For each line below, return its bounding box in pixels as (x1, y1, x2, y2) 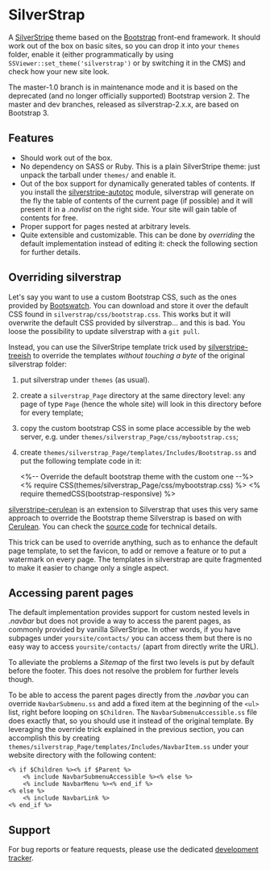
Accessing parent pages (8, 586, 135, 600)
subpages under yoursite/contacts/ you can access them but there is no (8, 634, 252, 643)
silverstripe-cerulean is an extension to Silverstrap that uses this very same (8, 504, 259, 514)
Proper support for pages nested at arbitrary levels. (19, 221, 191, 231)
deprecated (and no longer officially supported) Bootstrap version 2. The (8, 90, 250, 100)
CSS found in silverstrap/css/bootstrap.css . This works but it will (8, 309, 231, 319)
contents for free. (19, 212, 79, 223)
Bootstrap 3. (8, 107, 50, 118)
